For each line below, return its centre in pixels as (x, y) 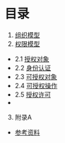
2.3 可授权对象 (36, 76)
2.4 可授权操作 (36, 85)
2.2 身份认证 (33, 68)
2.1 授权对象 (32, 59)
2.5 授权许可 (33, 94)
